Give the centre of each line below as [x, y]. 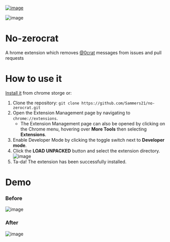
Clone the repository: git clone [46, 103]
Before [14, 198]
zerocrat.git [27, 107]
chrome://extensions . [35, 118]
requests [15, 58]
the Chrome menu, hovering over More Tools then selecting [83, 129]
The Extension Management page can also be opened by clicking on [93, 123]
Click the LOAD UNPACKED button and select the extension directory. [86, 150]
